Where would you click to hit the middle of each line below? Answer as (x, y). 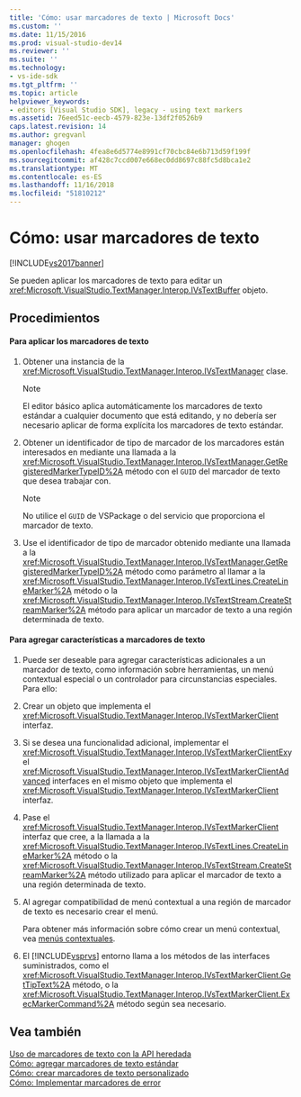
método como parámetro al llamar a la (195, 571)
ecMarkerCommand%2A (68, 1003)
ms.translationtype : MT (54, 168)
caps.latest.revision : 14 (58, 127)
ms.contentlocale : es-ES (56, 177)
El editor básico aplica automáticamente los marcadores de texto (142, 405)
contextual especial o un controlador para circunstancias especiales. (150, 679)
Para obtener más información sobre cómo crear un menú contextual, (151, 929)
